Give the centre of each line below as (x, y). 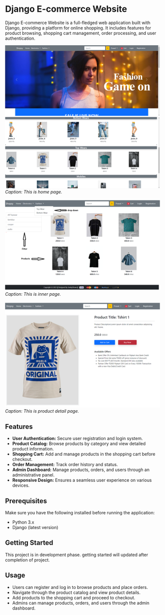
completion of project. (27, 560)
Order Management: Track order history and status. (65, 465)
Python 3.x (23, 522)
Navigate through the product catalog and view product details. (76, 592)
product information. (33, 449)
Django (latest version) (35, 527)
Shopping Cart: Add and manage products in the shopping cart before (84, 454)
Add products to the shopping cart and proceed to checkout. (74, 597)
